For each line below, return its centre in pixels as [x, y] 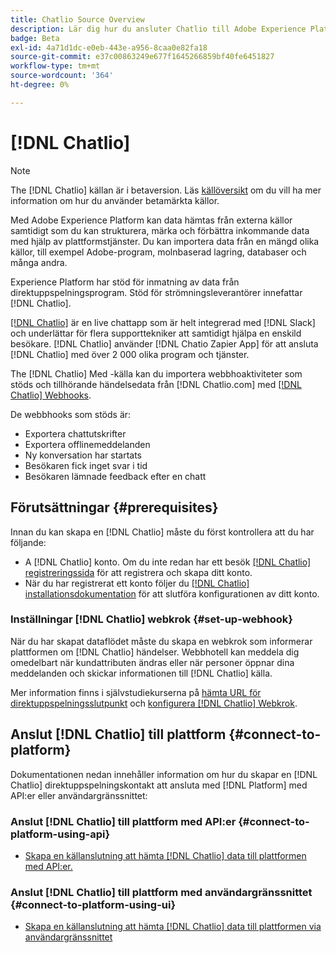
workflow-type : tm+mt [55, 66]
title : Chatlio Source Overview [77, 19]
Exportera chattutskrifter [75, 433]
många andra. [39, 262]
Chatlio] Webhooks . [51, 395]
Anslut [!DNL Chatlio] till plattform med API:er [123, 821]
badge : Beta [35, 38]
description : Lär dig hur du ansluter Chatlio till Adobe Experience [158, 29]
